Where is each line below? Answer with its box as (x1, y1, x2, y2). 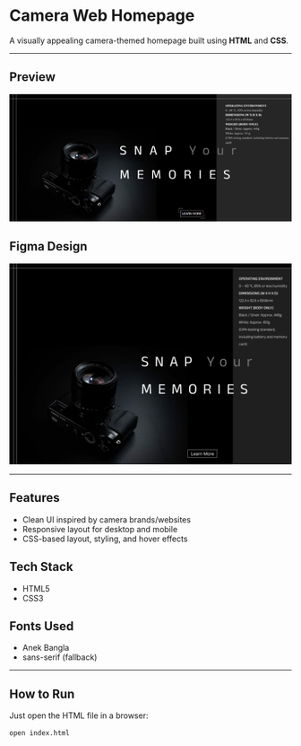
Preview (9, 69, 56, 85)
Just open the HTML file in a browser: (9, 710, 149, 721)
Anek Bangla (21, 643, 70, 654)
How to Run (9, 686, 75, 701)
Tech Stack (9, 559, 73, 575)
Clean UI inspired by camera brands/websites (21, 513, 191, 525)
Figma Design (9, 239, 88, 254)
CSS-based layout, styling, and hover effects (21, 533, 188, 544)
